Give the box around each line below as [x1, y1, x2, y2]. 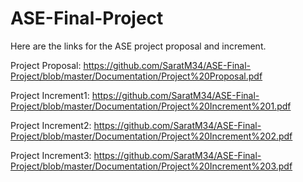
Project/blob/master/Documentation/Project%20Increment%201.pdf [10, 100, 292, 112]
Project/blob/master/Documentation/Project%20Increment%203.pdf [10, 160, 293, 172]
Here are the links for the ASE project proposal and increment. [10, 40, 267, 52]
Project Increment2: [10, 119, 92, 131]
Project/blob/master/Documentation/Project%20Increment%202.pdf [10, 130, 293, 142]
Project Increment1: [10, 89, 90, 101]
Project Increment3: [10, 149, 92, 161]
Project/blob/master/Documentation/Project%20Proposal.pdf [10, 70, 263, 82]
